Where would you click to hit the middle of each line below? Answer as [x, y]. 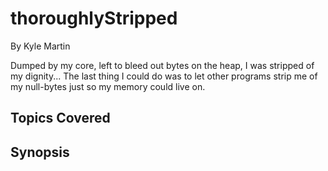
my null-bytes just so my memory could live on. [108, 86]
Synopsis [40, 152]
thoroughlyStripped [94, 18]
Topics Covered [60, 118]
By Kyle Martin [40, 46]
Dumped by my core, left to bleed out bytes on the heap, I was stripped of [162, 65]
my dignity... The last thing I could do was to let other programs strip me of [164, 76]
